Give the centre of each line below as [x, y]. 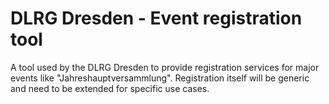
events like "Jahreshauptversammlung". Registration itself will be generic [160, 78]
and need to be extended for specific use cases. [110, 88]
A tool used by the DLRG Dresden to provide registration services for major [165, 67]
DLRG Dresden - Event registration [156, 18]
